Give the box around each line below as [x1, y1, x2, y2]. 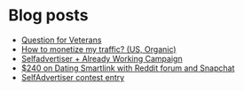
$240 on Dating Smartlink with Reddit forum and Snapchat [20, 63, 235, 73]
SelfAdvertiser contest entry [20, 72, 125, 82]
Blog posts [8, 5, 89, 26]
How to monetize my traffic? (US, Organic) [20, 43, 177, 54]
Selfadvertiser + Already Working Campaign [20, 53, 183, 64]
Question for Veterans [20, 34, 102, 45]
